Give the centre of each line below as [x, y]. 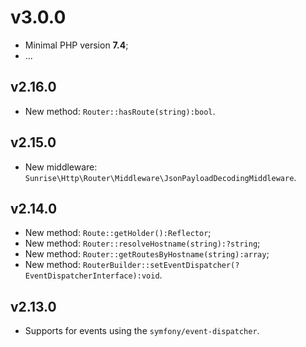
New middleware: [61, 167]
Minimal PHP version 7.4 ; [76, 45]
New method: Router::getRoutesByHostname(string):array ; [147, 254]
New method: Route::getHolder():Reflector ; [118, 233]
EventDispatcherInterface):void [92, 276]
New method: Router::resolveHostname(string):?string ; [142, 243]
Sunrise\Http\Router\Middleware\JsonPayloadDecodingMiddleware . [160, 177]
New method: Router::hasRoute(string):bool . [120, 111]
